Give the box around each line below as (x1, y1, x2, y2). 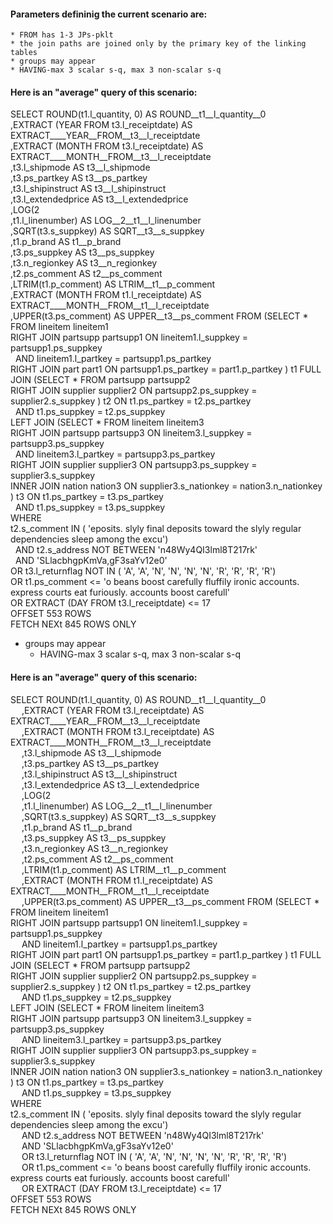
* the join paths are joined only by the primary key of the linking (10, 39, 307, 49)
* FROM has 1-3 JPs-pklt (10, 30, 114, 40)
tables (10, 48, 38, 58)
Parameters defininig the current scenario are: (10, 8, 208, 20)
